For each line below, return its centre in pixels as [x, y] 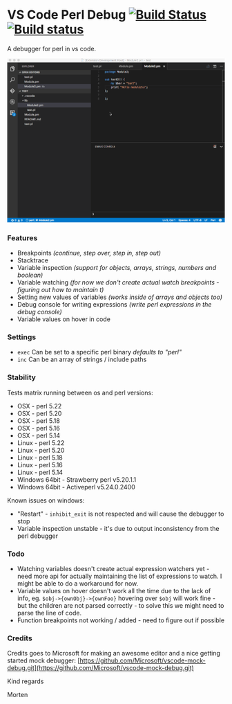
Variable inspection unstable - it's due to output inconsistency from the [118, 528]
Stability [22, 377]
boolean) [30, 275]
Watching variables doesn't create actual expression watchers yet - [113, 568]
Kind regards [26, 681]
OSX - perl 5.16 [38, 428]
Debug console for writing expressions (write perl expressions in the [114, 305]
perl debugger [38, 536]
